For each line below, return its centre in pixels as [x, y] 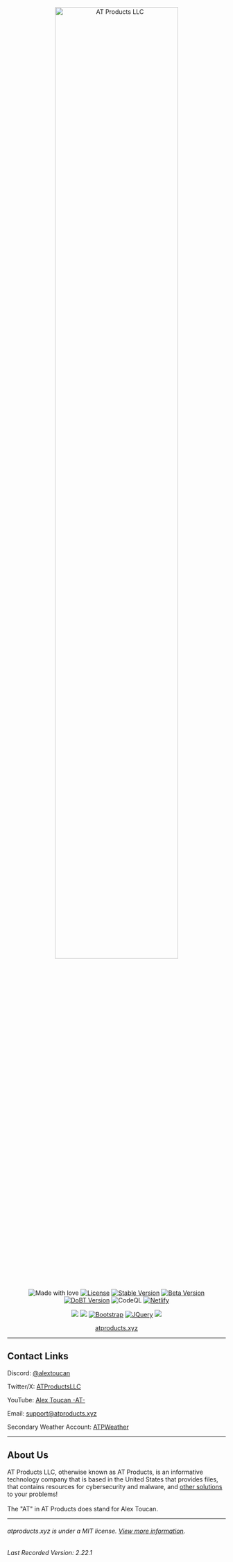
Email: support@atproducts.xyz [52, 1413]
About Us [28, 1455]
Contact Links [38, 1356]
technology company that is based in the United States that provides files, [113, 1479]
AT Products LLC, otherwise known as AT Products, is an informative [105, 1472]
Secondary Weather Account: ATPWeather [68, 1427]
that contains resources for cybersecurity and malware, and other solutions [115, 1486]
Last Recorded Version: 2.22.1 [50, 1552]
